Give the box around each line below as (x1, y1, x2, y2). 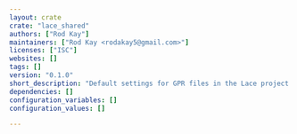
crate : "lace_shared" (9, 21, 90, 30)
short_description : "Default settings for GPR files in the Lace (9, 79, 257, 88)
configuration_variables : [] (9, 95, 118, 105)
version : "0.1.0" (9, 71, 74, 80)
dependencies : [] (9, 87, 74, 96)
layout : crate (9, 12, 62, 22)
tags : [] (9, 63, 42, 72)
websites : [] (9, 54, 58, 63)
